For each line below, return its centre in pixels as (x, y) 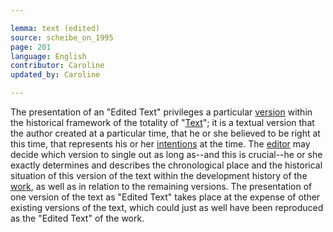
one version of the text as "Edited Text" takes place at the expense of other (165, 197)
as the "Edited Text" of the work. (77, 218)
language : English (48, 56)
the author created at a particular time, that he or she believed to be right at (165, 133)
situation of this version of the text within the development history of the (159, 175)
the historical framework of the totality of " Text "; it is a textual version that (162, 122)
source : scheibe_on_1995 (62, 37)
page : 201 (31, 47)
